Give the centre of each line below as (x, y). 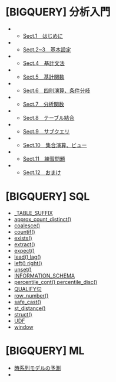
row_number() (31, 295)
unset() (23, 269)
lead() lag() (28, 257)
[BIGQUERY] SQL (48, 197)
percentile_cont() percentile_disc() (56, 282)
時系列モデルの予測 (37, 368)
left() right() (28, 263)
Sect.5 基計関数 (44, 77)
